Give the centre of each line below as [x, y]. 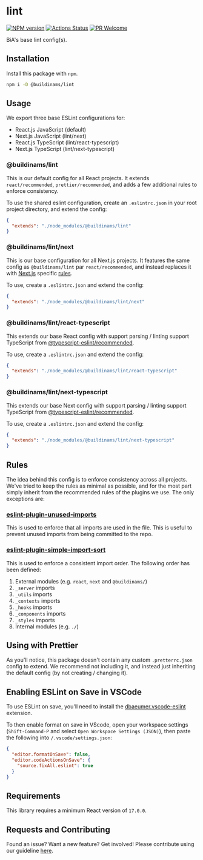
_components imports [40, 613]
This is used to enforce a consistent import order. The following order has [98, 563]
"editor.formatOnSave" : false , [51, 754]
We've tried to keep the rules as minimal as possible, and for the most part [99, 486]
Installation [28, 59]
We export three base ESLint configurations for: [66, 118]
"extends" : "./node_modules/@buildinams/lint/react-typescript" [95, 371]
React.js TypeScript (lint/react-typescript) [67, 143]
